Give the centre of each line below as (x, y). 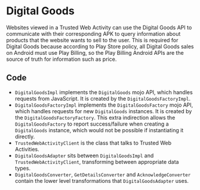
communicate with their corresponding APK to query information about (93, 33)
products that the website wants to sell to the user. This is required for (92, 40)
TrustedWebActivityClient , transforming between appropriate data (97, 161)
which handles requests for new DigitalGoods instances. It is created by (103, 111)
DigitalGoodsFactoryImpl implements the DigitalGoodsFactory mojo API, (104, 105)
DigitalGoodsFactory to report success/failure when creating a (92, 124)
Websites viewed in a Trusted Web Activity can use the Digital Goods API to (99, 27)
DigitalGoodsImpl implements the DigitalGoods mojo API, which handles (104, 92)
